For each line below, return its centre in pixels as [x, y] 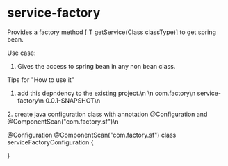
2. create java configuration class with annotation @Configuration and [107, 114]
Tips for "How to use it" [41, 80]
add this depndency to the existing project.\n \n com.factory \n [106, 93]
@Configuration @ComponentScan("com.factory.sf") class [92, 135]
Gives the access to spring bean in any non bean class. [96, 66]
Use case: [22, 53]
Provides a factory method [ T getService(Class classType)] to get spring [112, 32]
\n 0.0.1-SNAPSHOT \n [69, 100]
